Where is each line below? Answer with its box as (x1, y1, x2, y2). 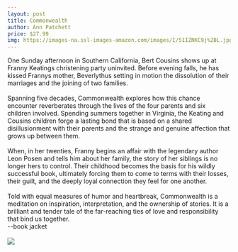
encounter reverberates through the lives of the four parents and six (7, 102, 206, 110)
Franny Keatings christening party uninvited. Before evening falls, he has (7, 64, 220, 72)
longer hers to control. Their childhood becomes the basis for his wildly (7, 162, 216, 170)
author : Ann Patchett (7, 23, 72, 31)
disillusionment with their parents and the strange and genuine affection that (7, 124, 230, 133)
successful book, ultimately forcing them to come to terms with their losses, (7, 170, 229, 178)
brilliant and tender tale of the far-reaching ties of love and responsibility (7, 207, 219, 216)
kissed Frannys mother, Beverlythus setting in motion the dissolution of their (7, 72, 229, 80)
